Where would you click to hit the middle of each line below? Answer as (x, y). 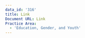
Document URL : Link (25, 19)
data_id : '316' (21, 10)
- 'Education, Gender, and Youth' (45, 28)
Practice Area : (21, 23)
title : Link (17, 14)
